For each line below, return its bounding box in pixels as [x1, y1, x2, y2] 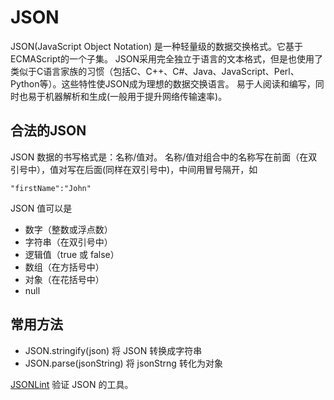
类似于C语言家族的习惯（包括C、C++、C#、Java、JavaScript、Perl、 [10, 65, 300, 77]
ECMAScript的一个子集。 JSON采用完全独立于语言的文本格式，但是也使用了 [10, 52, 324, 65]
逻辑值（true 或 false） [24, 248, 120, 260]
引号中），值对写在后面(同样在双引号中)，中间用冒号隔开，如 [10, 163, 258, 175]
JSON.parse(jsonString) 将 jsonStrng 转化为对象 [24, 357, 223, 369]
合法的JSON [10, 122, 87, 140]
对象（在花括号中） [24, 273, 105, 285]
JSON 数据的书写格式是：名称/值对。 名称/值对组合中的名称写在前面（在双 [10, 151, 318, 163]
